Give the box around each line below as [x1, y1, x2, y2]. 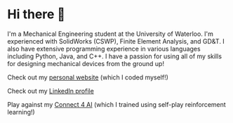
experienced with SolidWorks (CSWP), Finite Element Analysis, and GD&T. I [7, 37, 225, 45]
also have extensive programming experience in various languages [7, 44, 201, 53]
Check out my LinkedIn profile [7, 86, 95, 95]
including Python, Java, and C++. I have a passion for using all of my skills [7, 52, 222, 60]
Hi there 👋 [7, 6, 65, 22]
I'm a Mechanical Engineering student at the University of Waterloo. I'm [7, 30, 214, 38]
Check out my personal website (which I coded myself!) [7, 73, 168, 82]
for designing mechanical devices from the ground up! [7, 59, 165, 67]
